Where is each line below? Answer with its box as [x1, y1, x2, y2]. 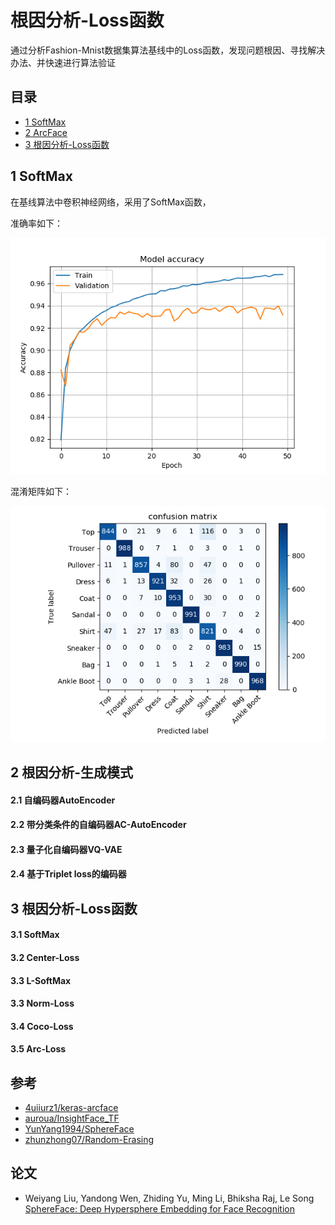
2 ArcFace [24, 126, 68, 138]
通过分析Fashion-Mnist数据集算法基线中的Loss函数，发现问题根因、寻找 [10, 44, 308, 56]
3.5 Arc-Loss [10, 1043, 67, 1055]
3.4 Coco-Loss [10, 1020, 74, 1032]
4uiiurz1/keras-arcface [24, 1102, 119, 1114]
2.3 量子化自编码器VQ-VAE [10, 843, 123, 855]
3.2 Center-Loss [10, 951, 80, 963]
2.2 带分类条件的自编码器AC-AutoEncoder [10, 819, 187, 831]
